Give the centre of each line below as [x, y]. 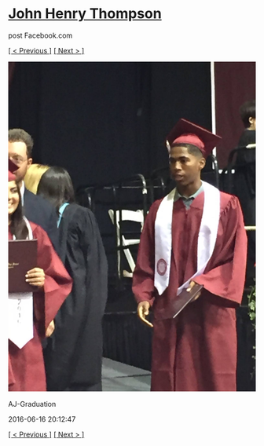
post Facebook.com [40, 35]
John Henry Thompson [85, 14]
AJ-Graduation [32, 404]
